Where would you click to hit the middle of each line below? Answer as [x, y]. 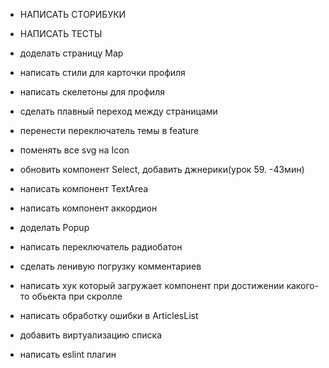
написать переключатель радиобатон [101, 247]
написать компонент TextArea [84, 188]
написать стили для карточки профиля [102, 72]
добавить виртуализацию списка [91, 335]
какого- [303, 285]
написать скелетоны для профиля [92, 92]
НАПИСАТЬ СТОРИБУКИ [73, 14]
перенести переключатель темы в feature [109, 130]
